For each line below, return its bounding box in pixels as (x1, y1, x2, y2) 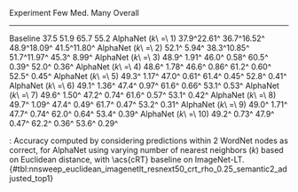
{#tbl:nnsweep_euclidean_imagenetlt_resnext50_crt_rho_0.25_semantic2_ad (9, 164, 288, 174)
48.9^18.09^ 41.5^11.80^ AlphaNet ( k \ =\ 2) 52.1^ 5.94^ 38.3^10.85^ (9, 43, 250, 52)
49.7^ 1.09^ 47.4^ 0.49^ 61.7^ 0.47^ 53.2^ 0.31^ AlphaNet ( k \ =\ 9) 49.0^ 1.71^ (9, 100, 288, 109)
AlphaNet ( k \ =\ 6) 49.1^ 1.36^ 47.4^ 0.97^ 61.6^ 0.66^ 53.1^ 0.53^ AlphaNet (9, 80, 279, 91)
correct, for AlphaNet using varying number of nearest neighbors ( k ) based (9, 145, 284, 155)
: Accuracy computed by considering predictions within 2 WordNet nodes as (9, 135, 288, 146)
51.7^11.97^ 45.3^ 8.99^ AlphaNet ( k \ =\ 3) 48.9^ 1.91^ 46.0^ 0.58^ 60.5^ (9, 52, 269, 62)
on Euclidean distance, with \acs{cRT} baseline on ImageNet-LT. (9, 155, 246, 164)
